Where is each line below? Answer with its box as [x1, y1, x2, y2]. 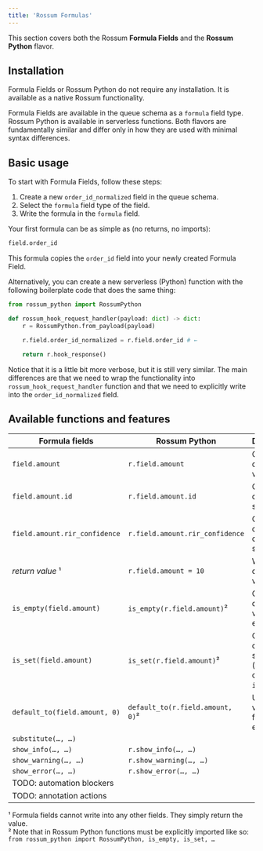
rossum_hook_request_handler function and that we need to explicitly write [8, 382, 247, 391]
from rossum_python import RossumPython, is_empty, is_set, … [8, 835, 215, 844]
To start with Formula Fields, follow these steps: [8, 177, 163, 187]
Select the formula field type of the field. [19, 201, 150, 210]
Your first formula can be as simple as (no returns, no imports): [8, 225, 211, 234]
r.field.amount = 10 [128, 567, 205, 575]
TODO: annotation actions [12, 791, 107, 802]
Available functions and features [8, 412, 171, 425]
